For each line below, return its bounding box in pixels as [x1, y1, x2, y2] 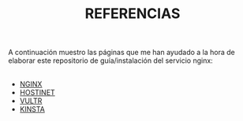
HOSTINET [19, 87, 55, 97]
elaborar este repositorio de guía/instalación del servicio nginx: [8, 56, 213, 65]
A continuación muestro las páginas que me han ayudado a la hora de [8, 47, 235, 57]
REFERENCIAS [84, 5, 181, 23]
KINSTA [19, 104, 45, 114]
